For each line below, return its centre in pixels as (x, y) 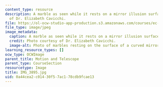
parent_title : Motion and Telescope (42, 59)
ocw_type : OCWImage (25, 54)
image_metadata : (21, 32)
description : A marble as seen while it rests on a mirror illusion (76, 14)
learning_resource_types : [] (34, 50)
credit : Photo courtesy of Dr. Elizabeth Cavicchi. (63, 41)
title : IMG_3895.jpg (26, 72)
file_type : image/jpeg (28, 28)
